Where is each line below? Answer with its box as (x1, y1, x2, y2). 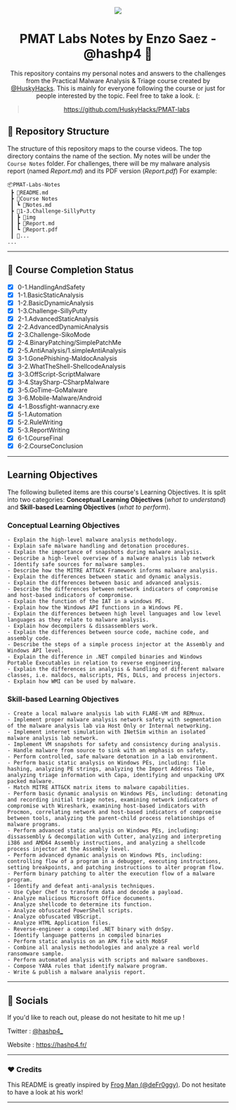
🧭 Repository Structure (7, 125, 110, 137)
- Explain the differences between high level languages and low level (7, 610, 221, 617)
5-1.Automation (17, 410, 62, 418)
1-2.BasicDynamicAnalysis (17, 298, 94, 307)
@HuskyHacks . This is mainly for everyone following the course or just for (11, 84, 225, 92)
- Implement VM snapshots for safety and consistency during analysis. (7, 741, 221, 748)
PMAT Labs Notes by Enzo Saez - (19, 31, 217, 47)
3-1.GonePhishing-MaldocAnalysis (17, 354, 117, 362)
